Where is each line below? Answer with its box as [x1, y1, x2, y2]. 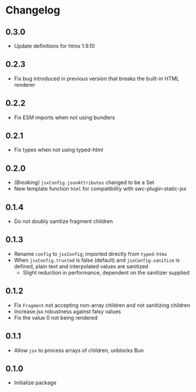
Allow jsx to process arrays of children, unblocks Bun [13, 347, 144, 354]
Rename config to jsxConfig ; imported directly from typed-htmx [13, 250, 168, 257]
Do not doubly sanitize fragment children [13, 218, 113, 225]
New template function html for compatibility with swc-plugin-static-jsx [13, 185, 187, 192]
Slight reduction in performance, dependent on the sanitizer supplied [22, 269, 190, 276]
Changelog [5, 4, 60, 17]
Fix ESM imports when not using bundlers [13, 114, 115, 121]
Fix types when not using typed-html [13, 146, 103, 153]
